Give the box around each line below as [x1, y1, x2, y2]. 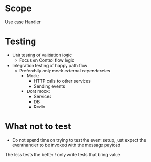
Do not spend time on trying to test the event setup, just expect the [12, 137, 147, 143]
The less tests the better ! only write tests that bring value [5, 151, 120, 157]
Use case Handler [5, 19, 41, 25]
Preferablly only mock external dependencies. [19, 68, 112, 73]
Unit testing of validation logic [12, 52, 72, 58]
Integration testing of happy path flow [12, 62, 88, 68]
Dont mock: [26, 88, 50, 94]
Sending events [34, 83, 66, 89]
